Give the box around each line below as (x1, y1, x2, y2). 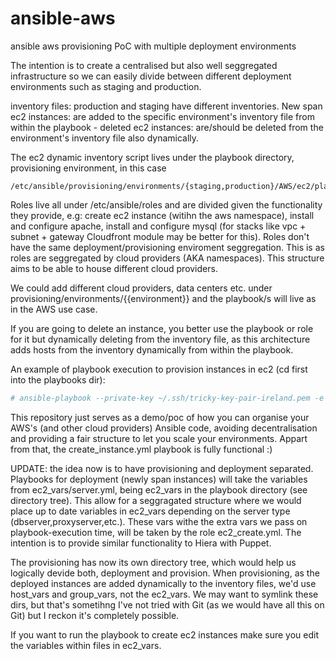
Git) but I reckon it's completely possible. (10, 609, 180, 621)
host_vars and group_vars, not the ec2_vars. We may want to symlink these (10, 588, 319, 600)
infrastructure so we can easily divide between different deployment (10, 70, 292, 82)
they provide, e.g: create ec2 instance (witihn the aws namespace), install (10, 209, 315, 221)
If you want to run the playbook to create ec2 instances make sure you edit (10, 628, 320, 641)
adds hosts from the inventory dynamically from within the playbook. (10, 343, 294, 356)
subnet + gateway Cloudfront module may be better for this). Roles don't (10, 230, 310, 242)
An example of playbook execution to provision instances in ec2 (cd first (10, 363, 308, 375)
